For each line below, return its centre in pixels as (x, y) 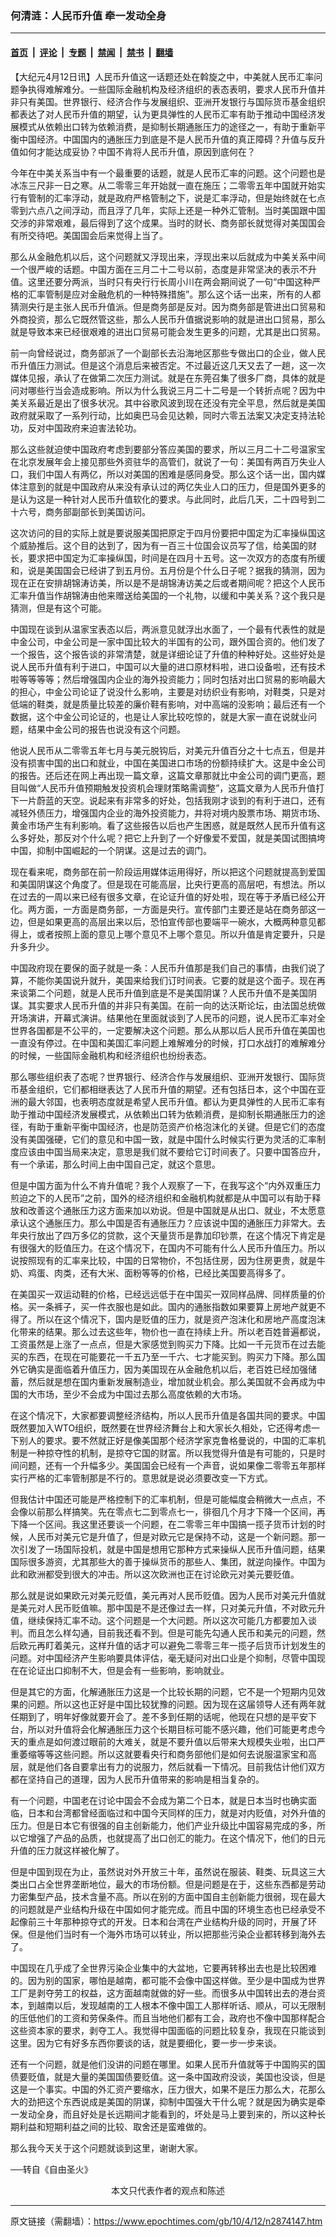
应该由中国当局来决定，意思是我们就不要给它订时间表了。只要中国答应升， (172, 1151)
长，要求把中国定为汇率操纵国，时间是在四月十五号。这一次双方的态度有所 (163, 558)
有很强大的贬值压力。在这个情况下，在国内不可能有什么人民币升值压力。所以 (168, 1248)
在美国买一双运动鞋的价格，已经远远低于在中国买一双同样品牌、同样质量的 (163, 1294)
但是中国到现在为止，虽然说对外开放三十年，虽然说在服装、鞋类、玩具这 (159, 1871)
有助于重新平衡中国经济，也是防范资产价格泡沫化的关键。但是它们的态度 (176, 1126)
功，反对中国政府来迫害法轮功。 (76, 428)
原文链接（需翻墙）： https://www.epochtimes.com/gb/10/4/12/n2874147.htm (166, 2221)
